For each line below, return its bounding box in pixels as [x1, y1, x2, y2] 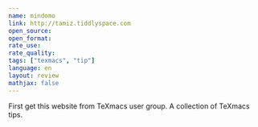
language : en [8, 64, 52, 72]
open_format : [8, 34, 52, 43]
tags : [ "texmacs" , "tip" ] [8, 57, 95, 65]
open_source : [8, 27, 52, 35]
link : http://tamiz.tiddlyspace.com [8, 19, 131, 27]
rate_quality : [8, 49, 56, 57]
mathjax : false [8, 79, 59, 87]
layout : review [8, 72, 59, 80]
